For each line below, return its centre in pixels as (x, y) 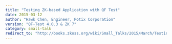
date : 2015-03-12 (24, 15)
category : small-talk (28, 29)
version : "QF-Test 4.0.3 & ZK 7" (41, 24)
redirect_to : (19, 33)
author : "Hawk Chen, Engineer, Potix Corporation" (60, 19)
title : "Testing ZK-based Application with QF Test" (63, 10)
